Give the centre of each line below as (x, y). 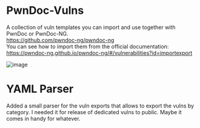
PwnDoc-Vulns (45, 11)
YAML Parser (40, 89)
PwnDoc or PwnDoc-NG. (37, 33)
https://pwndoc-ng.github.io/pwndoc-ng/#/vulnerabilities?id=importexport (99, 53)
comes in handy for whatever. (43, 118)
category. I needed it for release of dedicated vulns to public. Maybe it (94, 112)
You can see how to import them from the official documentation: (88, 46)
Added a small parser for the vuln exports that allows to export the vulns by (100, 106)
